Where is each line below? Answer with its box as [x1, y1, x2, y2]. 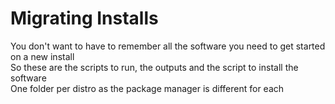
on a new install [10, 50, 75, 62]
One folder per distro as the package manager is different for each [10, 82, 285, 94]
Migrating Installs [10, 7, 159, 30]
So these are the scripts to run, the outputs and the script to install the [10, 61, 299, 73]
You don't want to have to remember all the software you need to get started [10, 40, 326, 52]
